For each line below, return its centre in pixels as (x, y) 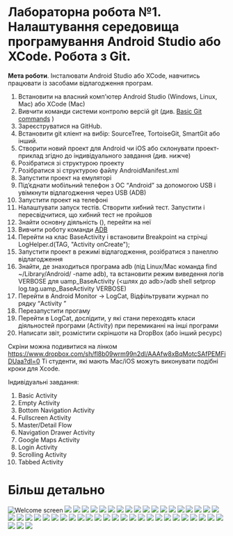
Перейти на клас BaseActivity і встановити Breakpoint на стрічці (113, 236)
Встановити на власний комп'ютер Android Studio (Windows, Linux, (118, 96)
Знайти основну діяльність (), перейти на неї (85, 222)
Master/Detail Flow (45, 425)
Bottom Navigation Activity (56, 410)
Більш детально (56, 490)
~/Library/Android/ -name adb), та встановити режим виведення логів (121, 274)
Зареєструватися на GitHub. (60, 126)
